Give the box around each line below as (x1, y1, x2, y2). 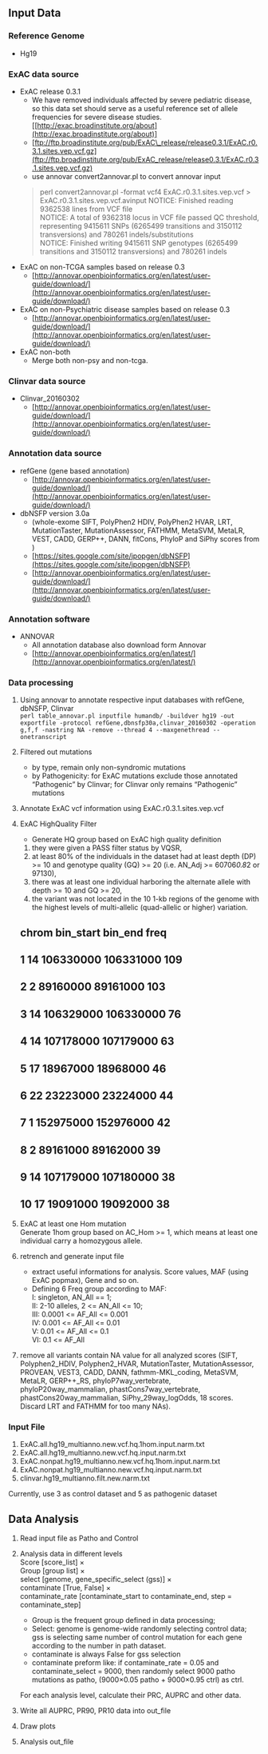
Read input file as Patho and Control (19, 1533, 139, 1543)
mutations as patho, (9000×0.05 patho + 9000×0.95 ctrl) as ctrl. (31, 1675, 245, 1684)
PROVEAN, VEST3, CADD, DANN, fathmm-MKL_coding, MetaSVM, (19, 1367, 238, 1376)
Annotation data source (8, 448, 102, 459)
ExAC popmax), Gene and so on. (31, 1275, 140, 1285)
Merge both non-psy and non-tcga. (31, 355, 148, 365)
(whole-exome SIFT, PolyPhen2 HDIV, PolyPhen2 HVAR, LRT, (31, 517, 233, 526)
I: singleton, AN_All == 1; (31, 1292, 112, 1302)
